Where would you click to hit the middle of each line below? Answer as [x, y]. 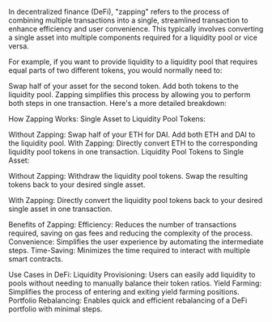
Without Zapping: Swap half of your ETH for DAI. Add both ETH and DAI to [132, 134]
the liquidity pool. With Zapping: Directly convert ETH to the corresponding [133, 143]
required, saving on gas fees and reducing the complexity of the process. [131, 233]
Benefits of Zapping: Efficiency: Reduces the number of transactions [123, 225]
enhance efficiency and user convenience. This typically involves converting [136, 29]
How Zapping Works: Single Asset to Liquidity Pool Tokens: [107, 119]
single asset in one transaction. [60, 209]
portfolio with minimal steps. [55, 309]
